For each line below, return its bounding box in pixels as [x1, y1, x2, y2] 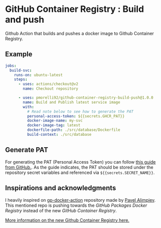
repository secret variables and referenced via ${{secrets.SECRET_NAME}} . [5, 170, 155, 175]
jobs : [5, 63, 16, 68]
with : [23, 104, 35, 110]
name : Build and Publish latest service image [23, 100, 121, 105]
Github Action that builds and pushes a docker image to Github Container [5, 30, 154, 36]
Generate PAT [5, 146, 48, 154]
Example [5, 50, 33, 58]
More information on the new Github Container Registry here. [5, 217, 130, 223]
